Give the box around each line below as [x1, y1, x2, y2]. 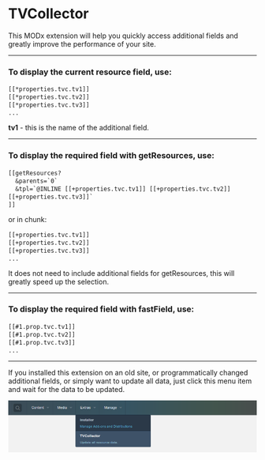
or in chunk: [8, 214, 47, 224]
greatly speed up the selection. [8, 277, 109, 286]
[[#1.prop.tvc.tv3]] [8, 338, 77, 346]
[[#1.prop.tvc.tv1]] [8, 322, 77, 330]
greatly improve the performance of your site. [8, 39, 156, 48]
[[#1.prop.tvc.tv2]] [8, 330, 77, 338]
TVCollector [8, 5, 89, 23]
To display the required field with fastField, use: [8, 304, 195, 315]
